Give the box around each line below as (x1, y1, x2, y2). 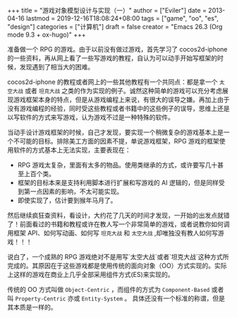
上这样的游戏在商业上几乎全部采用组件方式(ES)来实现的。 (7, 271, 174, 278)
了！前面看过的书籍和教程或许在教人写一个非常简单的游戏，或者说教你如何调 (7, 220, 230, 228)
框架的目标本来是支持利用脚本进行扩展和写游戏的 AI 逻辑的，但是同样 (17, 179, 219, 187)
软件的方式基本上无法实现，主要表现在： (13, 146, 131, 154)
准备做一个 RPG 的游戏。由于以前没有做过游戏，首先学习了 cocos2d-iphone (7, 45, 228, 53)
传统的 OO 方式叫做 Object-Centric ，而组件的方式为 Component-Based (7, 285, 210, 293)
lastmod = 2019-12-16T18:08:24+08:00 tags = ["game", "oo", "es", (25, 14, 219, 23)
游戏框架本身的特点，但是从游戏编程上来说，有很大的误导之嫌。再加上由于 (13, 95, 230, 104)
